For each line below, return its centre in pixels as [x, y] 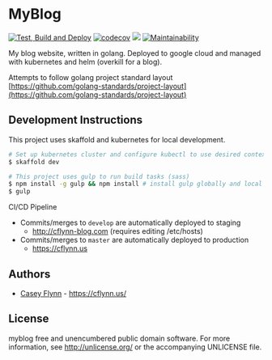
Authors [30, 274]
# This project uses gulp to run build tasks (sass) [99, 176]
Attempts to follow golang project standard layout [91, 77]
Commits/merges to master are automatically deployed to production [134, 240]
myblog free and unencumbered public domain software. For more [119, 338]
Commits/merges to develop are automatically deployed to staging [130, 222]
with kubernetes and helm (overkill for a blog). [85, 61]
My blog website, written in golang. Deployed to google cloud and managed [135, 53]
